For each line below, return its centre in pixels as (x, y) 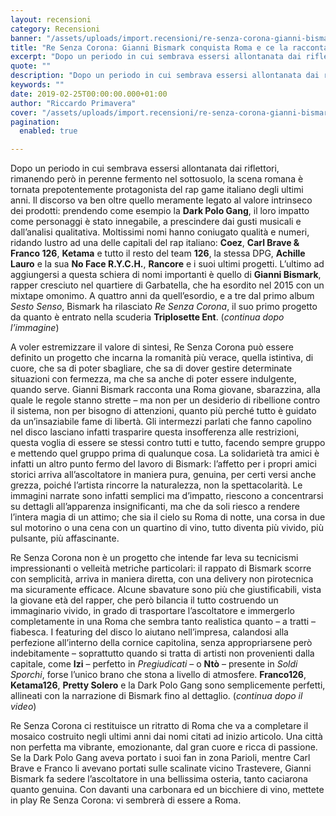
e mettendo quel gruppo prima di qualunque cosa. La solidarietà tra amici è (165, 453)
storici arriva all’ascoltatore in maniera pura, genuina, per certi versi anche (163, 475)
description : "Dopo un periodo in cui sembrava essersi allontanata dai (165, 76)
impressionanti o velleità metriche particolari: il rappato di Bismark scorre (161, 568)
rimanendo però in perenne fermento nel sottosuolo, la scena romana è (157, 179)
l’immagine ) (35, 328)
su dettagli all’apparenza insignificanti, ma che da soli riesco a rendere (155, 507)
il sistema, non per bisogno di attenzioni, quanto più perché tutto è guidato (163, 411)
